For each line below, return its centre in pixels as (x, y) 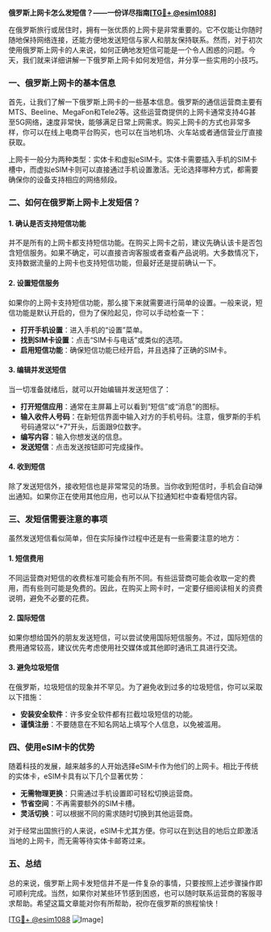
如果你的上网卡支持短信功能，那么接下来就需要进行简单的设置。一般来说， (132, 303)
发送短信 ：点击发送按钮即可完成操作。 (83, 446)
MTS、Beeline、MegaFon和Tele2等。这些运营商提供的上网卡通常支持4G (129, 112)
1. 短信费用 (26, 558)
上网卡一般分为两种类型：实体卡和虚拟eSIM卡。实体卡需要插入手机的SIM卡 (133, 160)
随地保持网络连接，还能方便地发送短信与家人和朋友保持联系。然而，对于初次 (135, 40)
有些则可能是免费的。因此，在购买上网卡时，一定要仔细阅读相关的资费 (146, 587)
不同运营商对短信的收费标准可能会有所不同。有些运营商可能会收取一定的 (128, 578)
